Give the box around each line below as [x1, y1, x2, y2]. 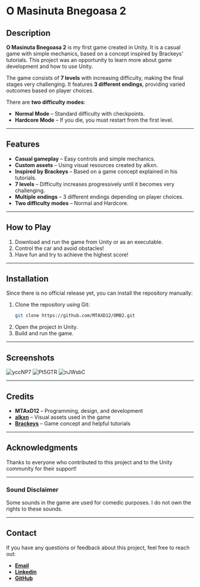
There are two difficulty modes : [6, 98, 86, 106]
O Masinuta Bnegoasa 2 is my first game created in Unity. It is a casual [6, 44, 181, 51]
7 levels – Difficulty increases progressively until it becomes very [14, 180, 174, 187]
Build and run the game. [14, 330, 74, 337]
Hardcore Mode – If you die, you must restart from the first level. [14, 116, 174, 123]
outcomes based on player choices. [6, 87, 94, 94]
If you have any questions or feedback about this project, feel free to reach [6, 544, 190, 551]
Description [6, 28, 51, 38]
